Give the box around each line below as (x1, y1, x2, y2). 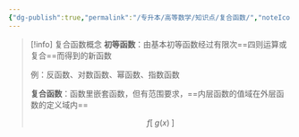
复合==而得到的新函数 (30, 50, 113, 61)
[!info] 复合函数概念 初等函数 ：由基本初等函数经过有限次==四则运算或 (30, 39, 287, 49)
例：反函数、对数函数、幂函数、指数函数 (30, 69, 180, 80)
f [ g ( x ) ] (146, 117, 175, 128)
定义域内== (46, 99, 89, 110)
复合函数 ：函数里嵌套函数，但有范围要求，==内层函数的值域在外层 (30, 88, 277, 98)
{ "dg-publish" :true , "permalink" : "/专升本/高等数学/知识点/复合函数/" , (8, 13, 259, 22)
